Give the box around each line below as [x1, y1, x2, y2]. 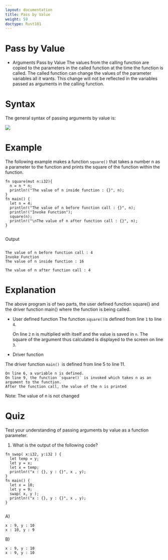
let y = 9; [10, 487, 33, 492]
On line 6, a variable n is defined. [5, 371, 84, 376]
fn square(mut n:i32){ [5, 179, 53, 184]
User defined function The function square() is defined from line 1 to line [12, 316, 162, 322]
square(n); [10, 214, 33, 219]
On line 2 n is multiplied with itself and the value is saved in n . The [12, 331, 148, 337]
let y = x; [10, 460, 33, 466]
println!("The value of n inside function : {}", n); [10, 188, 124, 193]
